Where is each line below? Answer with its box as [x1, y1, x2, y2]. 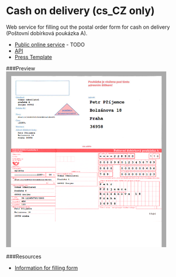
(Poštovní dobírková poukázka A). [6, 29, 88, 36]
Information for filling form [14, 264, 78, 271]
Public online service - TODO [14, 41, 85, 48]
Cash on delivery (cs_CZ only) [6, 4, 155, 18]
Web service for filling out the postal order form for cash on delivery [6, 23, 170, 30]
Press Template [14, 53, 53, 60]
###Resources [6, 253, 42, 260]
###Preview [6, 64, 36, 71]
